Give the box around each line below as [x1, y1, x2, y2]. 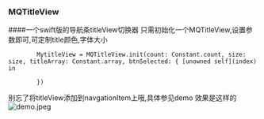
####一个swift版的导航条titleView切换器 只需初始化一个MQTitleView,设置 [8, 25, 246, 35]
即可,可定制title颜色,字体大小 [14, 35, 109, 45]
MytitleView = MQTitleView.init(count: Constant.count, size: [36, 50, 247, 59]
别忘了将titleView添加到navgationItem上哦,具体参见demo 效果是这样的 [8, 93, 237, 102]
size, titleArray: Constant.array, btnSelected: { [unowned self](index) [8, 58, 258, 65]
